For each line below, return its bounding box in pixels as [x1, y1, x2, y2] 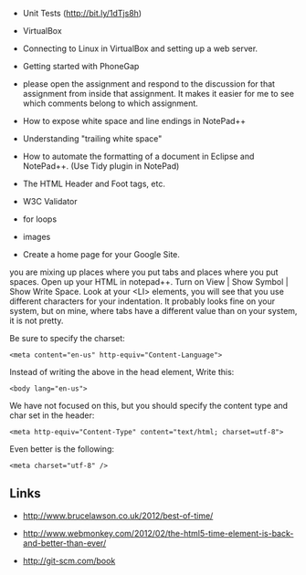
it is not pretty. [9, 315, 64, 326]
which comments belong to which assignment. [22, 98, 198, 109]
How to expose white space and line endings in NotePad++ [22, 116, 247, 126]
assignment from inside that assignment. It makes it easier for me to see [22, 89, 295, 99]
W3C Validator [22, 196, 78, 206]
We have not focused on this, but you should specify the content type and [9, 401, 289, 411]
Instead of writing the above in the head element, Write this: [9, 367, 235, 377]
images [22, 232, 51, 242]
